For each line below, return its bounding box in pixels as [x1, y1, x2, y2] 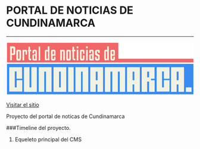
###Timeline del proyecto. [6, 125, 71, 132]
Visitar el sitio [6, 101, 40, 108]
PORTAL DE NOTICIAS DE [6, 4, 134, 17]
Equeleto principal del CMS [14, 136, 82, 143]
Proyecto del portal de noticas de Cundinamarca [6, 113, 125, 120]
